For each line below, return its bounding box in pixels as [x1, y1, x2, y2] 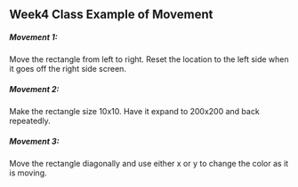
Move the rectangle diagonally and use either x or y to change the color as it [9, 159, 289, 169]
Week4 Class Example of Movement [9, 7, 213, 22]
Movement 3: [9, 136, 60, 146]
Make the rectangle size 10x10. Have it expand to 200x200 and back [9, 106, 260, 117]
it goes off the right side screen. [9, 64, 127, 74]
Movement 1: [9, 31, 58, 43]
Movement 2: [9, 83, 60, 94]
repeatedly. [9, 115, 51, 127]
